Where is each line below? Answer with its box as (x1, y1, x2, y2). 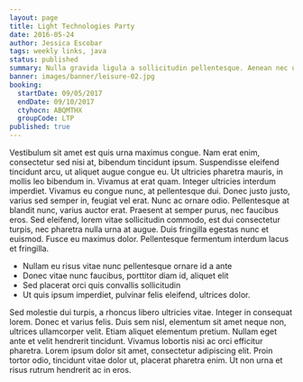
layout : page (9, 13, 59, 23)
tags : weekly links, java (9, 47, 106, 56)
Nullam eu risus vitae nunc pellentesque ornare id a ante (22, 261, 233, 271)
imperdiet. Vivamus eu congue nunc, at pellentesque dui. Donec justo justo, (9, 186, 290, 196)
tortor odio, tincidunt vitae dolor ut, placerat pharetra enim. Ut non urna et (9, 355, 283, 366)
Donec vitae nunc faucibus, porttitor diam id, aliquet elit (22, 270, 229, 281)
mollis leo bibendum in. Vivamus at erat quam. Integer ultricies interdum (9, 176, 277, 186)
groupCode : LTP (17, 114, 75, 123)
